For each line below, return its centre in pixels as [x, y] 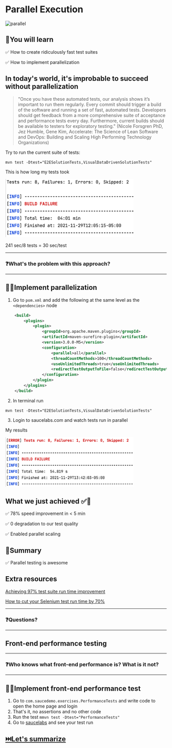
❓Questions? [21, 620]
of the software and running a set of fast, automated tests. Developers [92, 110]
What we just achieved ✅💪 [48, 501]
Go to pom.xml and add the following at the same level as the [76, 300]
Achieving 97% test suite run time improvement [55, 591]
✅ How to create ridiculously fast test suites [52, 52]
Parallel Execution [44, 9]
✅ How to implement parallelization [42, 62]
